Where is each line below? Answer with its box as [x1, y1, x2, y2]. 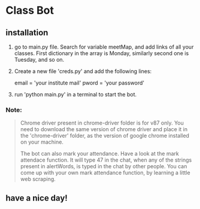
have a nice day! [5, 193, 68, 203]
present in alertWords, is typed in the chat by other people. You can [20, 163, 187, 170]
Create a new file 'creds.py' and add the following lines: [14, 68, 152, 75]
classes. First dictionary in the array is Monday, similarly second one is [14, 50, 189, 57]
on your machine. [20, 138, 64, 146]
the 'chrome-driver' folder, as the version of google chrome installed [20, 132, 190, 140]
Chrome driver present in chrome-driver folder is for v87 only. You [20, 119, 184, 126]
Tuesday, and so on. [14, 56, 65, 63]
